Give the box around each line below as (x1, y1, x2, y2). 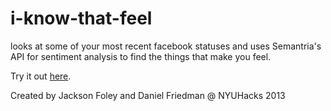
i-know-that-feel (10, 7, 153, 30)
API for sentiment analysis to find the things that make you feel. (10, 50, 272, 62)
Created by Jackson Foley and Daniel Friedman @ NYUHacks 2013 (10, 89, 286, 101)
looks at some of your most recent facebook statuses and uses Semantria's (10, 40, 322, 52)
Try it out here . (10, 70, 72, 82)
